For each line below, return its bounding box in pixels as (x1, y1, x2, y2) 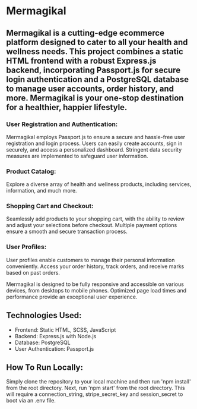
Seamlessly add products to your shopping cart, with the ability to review (6, 215, 185, 222)
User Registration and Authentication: (6, 120, 118, 128)
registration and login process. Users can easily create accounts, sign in (6, 140, 183, 147)
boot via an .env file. (6, 397, 56, 404)
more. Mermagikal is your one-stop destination (6, 93, 184, 103)
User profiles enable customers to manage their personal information (6, 256, 175, 263)
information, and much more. (6, 187, 77, 194)
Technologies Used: (6, 310, 82, 320)
